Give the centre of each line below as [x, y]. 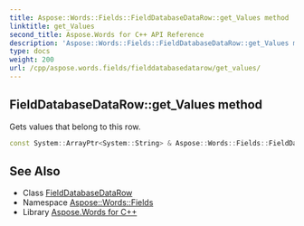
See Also [35, 171]
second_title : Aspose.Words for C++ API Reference [107, 34]
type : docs [30, 52]
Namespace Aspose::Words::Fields [88, 202]
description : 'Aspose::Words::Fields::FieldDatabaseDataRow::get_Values [149, 43]
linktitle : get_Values [52, 26]
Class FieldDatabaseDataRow [77, 193]
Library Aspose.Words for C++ [80, 212]
